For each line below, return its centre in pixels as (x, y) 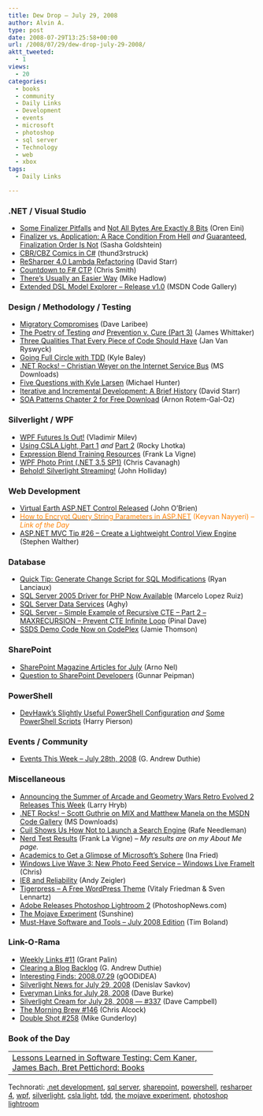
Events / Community (48, 741)
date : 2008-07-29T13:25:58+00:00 (63, 37)
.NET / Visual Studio (47, 211)
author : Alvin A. (37, 23)
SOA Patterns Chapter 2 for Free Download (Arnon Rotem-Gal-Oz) (127, 399)
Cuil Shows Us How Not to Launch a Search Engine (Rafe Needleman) (133, 830)
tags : (17, 169)
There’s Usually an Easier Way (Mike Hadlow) (93, 278)
